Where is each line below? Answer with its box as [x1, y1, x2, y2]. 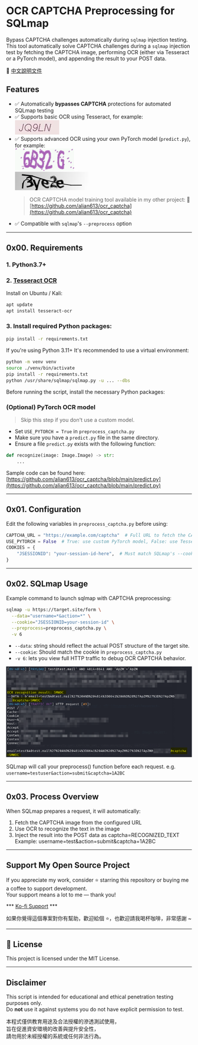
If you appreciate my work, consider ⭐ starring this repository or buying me [6, 876, 189, 884]
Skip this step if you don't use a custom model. [20, 417, 135, 424]
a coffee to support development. [6, 885, 87, 892]
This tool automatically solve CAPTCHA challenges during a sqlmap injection [6, 42, 190, 50]
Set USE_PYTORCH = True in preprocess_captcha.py [14, 428, 135, 435]
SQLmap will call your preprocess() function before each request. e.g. [6, 763, 176, 770]
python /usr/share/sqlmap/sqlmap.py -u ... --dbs [6, 377, 131, 384]
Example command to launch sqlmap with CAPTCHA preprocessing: [6, 594, 172, 602]
